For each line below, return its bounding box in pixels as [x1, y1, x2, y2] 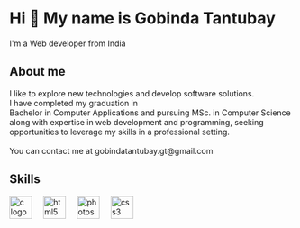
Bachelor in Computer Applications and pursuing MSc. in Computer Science [9, 107, 291, 118]
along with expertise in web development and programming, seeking [9, 116, 264, 127]
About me [9, 64, 66, 79]
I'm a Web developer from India [9, 38, 126, 49]
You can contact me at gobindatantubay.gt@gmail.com [9, 145, 214, 156]
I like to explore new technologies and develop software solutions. [9, 87, 255, 98]
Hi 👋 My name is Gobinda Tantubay [9, 8, 277, 29]
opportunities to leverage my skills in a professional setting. [9, 126, 230, 137]
